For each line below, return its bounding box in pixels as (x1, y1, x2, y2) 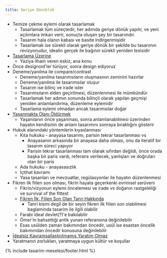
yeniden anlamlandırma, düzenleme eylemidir (19, 100, 113, 106)
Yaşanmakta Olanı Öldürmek (12, 111, 71, 117)
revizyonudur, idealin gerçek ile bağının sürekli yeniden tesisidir (19, 47, 151, 53)
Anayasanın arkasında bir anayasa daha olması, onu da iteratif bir (27, 137, 161, 143)
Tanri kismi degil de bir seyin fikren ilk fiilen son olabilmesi (27, 201, 147, 207)
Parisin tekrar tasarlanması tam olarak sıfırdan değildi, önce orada (27, 148, 163, 154)
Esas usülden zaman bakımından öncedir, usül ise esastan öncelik (19, 222, 156, 228)
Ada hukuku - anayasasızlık (19, 164, 77, 170)
